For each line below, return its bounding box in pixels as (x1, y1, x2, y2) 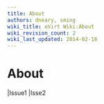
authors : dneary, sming (7, 17, 76, 24)
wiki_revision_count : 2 (7, 29, 76, 37)
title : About (7, 10, 45, 17)
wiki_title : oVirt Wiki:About (7, 23, 95, 30)
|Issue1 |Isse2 (7, 89, 46, 97)
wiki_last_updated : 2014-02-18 (7, 36, 98, 43)
